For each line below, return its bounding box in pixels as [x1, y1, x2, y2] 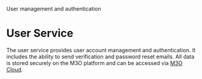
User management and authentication [6, 5, 102, 12]
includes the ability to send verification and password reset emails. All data [6, 53, 195, 60]
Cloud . [6, 66, 23, 73]
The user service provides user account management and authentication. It [6, 46, 196, 53]
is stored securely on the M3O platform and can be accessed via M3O [6, 59, 183, 66]
